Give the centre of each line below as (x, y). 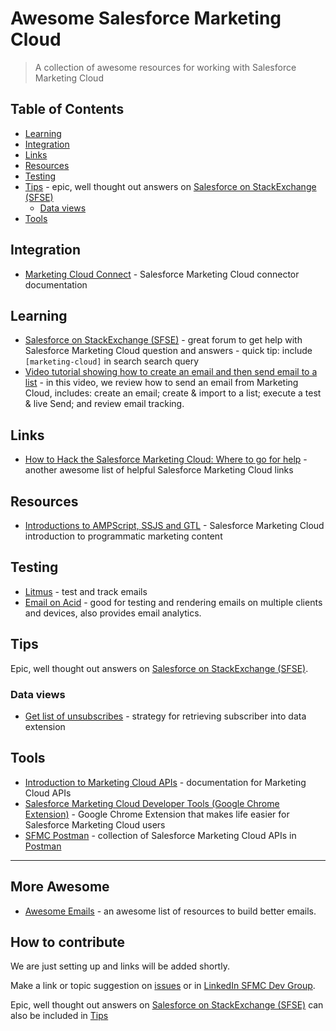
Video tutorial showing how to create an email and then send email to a (171, 372)
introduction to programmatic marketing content (123, 536)
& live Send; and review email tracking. (104, 404)
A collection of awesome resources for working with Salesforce (165, 67)
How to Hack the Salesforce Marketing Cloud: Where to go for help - (166, 459)
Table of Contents (67, 109)
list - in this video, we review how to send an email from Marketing (161, 383)
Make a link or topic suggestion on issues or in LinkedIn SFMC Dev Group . (163, 986)
